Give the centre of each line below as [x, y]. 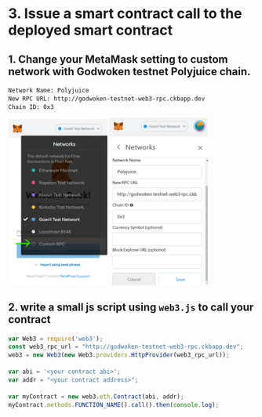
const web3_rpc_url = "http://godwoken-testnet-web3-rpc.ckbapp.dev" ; [126, 347]
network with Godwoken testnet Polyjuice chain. [129, 71]
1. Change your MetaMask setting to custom [118, 59]
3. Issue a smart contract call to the [125, 14]
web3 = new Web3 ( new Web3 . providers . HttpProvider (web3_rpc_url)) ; [119, 355]
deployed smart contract [91, 30]
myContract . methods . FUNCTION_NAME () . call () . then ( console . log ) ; [114, 404]
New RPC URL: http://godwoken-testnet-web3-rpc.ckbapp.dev [107, 99]
